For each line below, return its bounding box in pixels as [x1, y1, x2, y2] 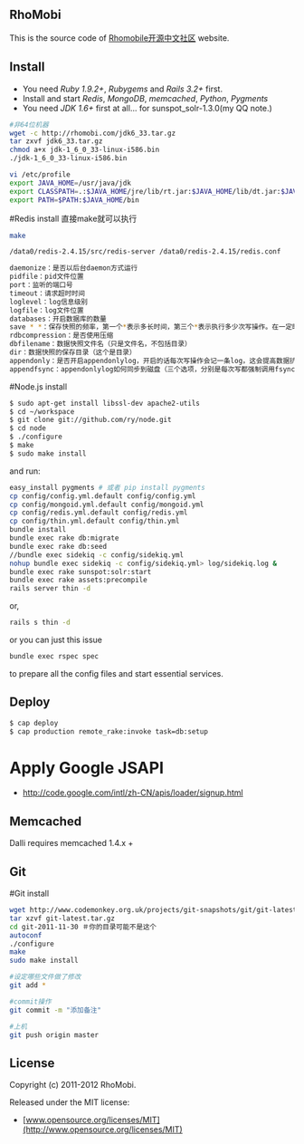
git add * [9, 981, 47, 990]
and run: [9, 466, 41, 476]
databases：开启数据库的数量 [9, 314, 107, 323]
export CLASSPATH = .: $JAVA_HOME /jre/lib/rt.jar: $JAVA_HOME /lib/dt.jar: [9, 187, 281, 196]
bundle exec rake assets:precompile [9, 575, 147, 585]
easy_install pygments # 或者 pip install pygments [9, 483, 205, 492]
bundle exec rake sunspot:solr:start [9, 567, 152, 576]
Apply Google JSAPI [9, 757, 165, 778]
